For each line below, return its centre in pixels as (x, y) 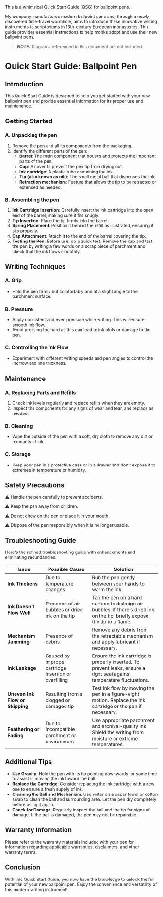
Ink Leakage (22, 668)
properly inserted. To (116, 662)
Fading (16, 736)
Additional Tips (29, 762)
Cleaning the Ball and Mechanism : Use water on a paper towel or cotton (85, 794)
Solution (124, 569)
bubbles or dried (64, 610)
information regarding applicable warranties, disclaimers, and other (72, 847)
